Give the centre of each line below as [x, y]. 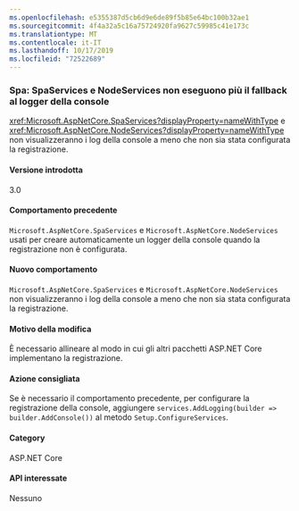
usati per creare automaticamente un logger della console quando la [135, 239]
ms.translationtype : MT [54, 34]
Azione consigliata [45, 378]
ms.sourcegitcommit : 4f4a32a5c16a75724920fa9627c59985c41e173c [129, 26]
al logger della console [59, 101]
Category [27, 438]
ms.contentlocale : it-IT [55, 42]
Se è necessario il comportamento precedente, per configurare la [129, 398]
